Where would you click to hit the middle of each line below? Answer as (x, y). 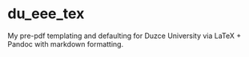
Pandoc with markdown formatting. (66, 44)
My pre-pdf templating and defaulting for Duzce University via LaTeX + (124, 36)
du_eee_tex (46, 14)
